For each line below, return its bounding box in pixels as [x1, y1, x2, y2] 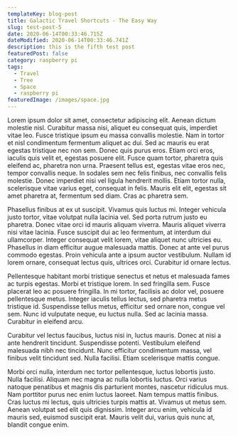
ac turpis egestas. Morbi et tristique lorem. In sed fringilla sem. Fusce [7, 280, 210, 288]
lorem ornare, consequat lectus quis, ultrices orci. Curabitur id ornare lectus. [7, 258, 232, 267]
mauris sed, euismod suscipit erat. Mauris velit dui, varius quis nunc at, [7, 413, 215, 421]
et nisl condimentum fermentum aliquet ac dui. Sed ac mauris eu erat [7, 139, 210, 147]
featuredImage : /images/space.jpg [7, 97, 110, 104]
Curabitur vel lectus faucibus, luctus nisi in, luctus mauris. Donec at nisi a [7, 331, 222, 339]
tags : [7, 63, 23, 70]
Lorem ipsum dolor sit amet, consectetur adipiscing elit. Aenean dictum [7, 116, 216, 124]
